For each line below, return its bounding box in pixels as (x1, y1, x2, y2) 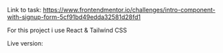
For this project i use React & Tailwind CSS (7, 26, 127, 34)
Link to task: (7, 6, 42, 14)
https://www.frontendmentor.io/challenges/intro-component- (43, 6, 216, 14)
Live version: (7, 39, 43, 47)
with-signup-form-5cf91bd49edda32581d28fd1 (7, 13, 141, 21)
